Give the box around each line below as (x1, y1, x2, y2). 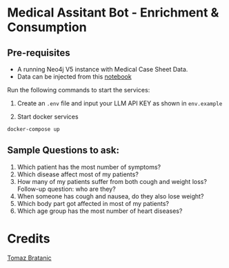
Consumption (7, 19, 88, 35)
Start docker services (17, 112, 79, 121)
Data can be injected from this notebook (17, 72, 132, 81)
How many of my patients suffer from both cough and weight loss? (17, 177, 207, 185)
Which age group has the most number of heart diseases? (17, 207, 183, 215)
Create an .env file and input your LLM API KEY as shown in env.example (17, 99, 223, 107)
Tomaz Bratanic (7, 254, 52, 262)
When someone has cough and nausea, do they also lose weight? (17, 192, 204, 200)
